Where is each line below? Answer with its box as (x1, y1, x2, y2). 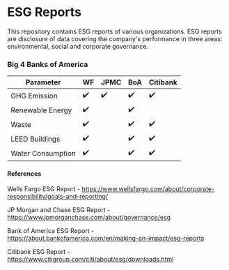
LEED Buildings (10, 134, 61, 144)
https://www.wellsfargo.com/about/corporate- (81, 185, 214, 193)
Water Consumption (10, 148, 77, 158)
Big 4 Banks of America (7, 59, 88, 69)
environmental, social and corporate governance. (7, 42, 148, 50)
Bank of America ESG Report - (7, 227, 95, 235)
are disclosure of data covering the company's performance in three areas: (7, 34, 223, 43)
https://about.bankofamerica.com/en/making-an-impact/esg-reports (7, 234, 205, 243)
